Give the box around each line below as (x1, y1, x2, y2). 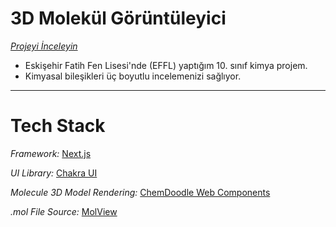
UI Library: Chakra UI (10, 167, 98, 179)
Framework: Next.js (10, 147, 92, 159)
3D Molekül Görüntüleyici (10, 7, 227, 30)
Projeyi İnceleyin (10, 40, 78, 52)
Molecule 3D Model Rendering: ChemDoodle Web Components (10, 186, 271, 198)
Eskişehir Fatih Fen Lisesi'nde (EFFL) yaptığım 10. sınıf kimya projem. (24, 59, 308, 71)
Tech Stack (10, 115, 106, 137)
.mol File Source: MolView (10, 205, 118, 217)
